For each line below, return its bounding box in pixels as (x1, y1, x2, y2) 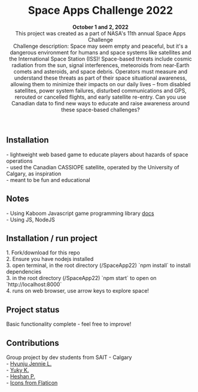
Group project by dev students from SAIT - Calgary (6, 354, 132, 361)
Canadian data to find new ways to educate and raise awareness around (11, 99, 190, 107)
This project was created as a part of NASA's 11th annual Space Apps (15, 29, 186, 37)
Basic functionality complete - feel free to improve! (6, 321, 132, 328)
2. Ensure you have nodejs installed (6, 256, 94, 263)
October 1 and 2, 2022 (72, 23, 129, 31)
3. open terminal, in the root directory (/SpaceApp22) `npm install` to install (6, 262, 191, 269)
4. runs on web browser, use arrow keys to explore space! (6, 287, 150, 294)
